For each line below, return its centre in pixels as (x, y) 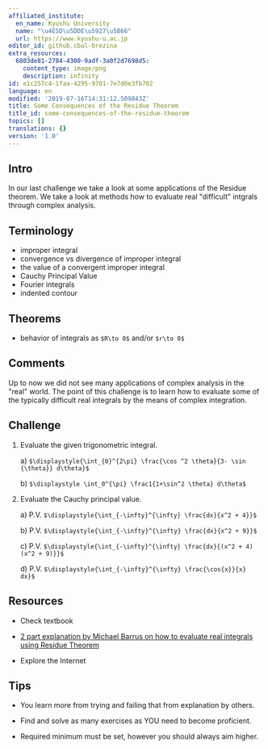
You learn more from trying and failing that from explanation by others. (137, 705)
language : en (30, 91)
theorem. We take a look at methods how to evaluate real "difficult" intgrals (133, 197)
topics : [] (27, 121)
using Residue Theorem (59, 645)
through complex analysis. (52, 205)
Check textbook (46, 621)
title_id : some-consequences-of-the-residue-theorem (99, 114)
